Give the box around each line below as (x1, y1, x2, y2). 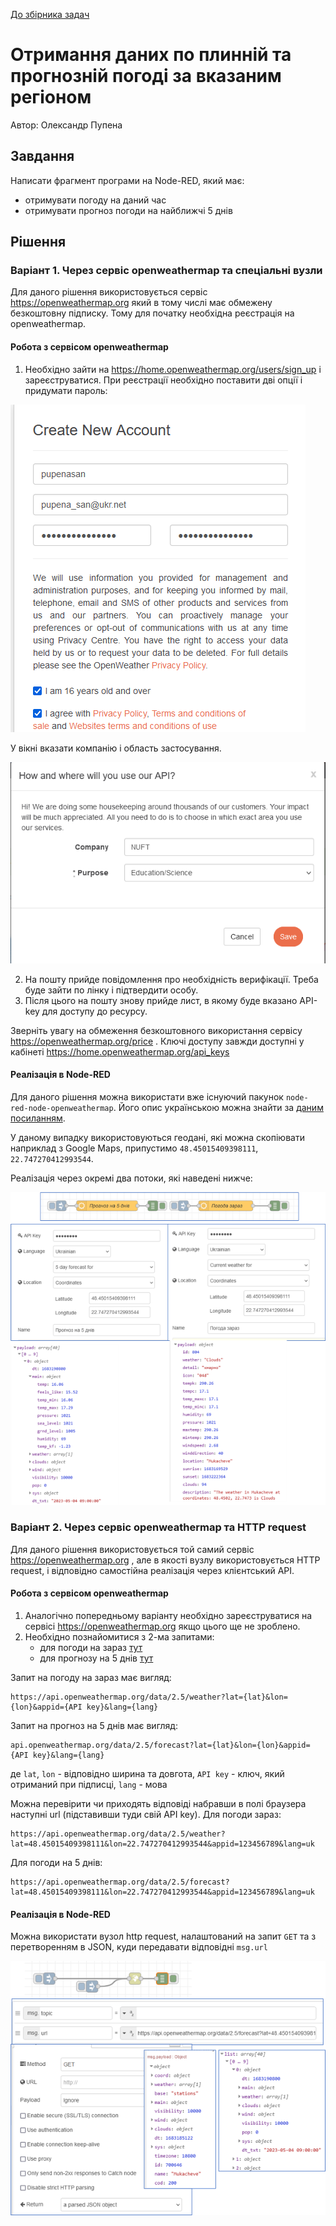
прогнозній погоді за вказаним (10, 65, 282, 88)
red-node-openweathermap (10, 1103, 114, 1113)
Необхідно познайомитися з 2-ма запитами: (24, 1631, 215, 1643)
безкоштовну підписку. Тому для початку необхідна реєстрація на (10, 307, 295, 319)
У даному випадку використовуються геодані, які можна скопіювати (10, 1131, 305, 1143)
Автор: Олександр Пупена (10, 119, 123, 131)
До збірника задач (10, 9, 90, 20)
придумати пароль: (24, 384, 108, 396)
